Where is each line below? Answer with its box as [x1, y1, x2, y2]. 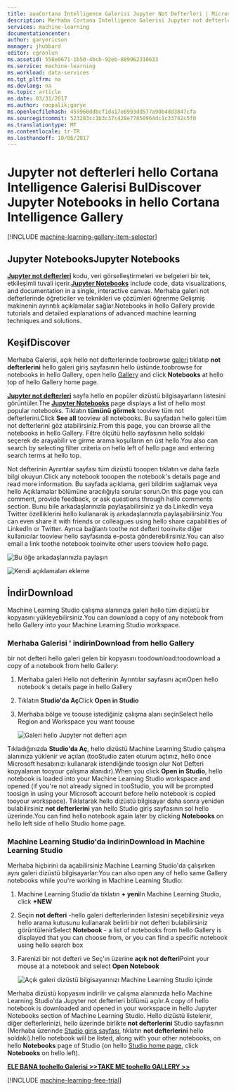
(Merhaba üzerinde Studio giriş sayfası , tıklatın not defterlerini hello [7, 1026, 204, 1035]
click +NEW [17, 897, 53, 906]
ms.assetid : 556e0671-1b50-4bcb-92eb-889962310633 [7, 56, 159, 63]
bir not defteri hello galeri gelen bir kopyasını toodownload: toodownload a [7, 654, 221, 662]
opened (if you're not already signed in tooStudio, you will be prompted [7, 781, 214, 790]
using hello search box [17, 941, 84, 949]
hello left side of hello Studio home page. [7, 819, 126, 828]
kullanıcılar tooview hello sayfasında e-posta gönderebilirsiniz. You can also [7, 532, 225, 540]
